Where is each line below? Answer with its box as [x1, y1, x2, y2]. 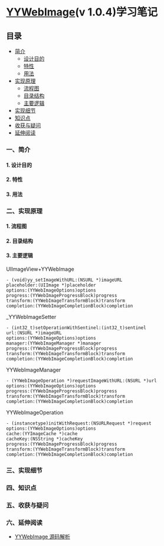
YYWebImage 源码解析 [14, 533, 71, 540]
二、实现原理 [6, 207, 43, 215]
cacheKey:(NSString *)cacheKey [6, 436, 83, 442]
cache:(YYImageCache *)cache [6, 431, 78, 437]
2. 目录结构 [6, 237, 34, 244]
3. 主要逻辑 [6, 252, 34, 259]
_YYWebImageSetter [6, 314, 57, 321]
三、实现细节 [6, 466, 43, 474]
